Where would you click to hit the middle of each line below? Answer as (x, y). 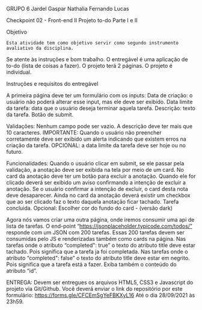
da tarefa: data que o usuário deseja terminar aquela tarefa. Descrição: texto (101, 108)
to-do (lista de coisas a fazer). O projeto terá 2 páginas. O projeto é (89, 66)
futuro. (14, 152)
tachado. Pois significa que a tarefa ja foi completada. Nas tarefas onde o (97, 251)
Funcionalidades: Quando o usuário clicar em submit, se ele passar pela (95, 163)
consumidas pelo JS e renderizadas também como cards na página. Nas (96, 239)
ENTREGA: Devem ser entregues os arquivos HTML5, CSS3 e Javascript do (100, 282)
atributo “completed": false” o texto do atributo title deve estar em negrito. (98, 258)
